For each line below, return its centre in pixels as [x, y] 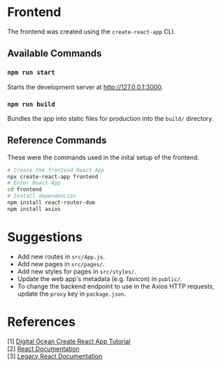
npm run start [31, 73]
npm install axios [34, 209]
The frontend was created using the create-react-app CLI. [91, 31]
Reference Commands [57, 141]
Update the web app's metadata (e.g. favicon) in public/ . [100, 279]
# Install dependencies [42, 196]
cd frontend [24, 189]
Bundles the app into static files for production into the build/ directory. [110, 118]
